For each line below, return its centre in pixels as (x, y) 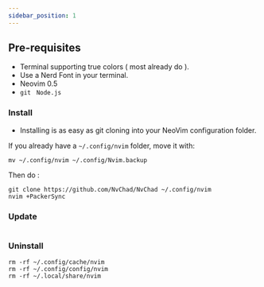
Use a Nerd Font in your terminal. (74, 76)
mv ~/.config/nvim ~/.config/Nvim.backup (78, 160)
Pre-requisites (45, 48)
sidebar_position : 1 (43, 16)
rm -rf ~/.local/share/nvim (55, 276)
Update (23, 216)
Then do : (24, 175)
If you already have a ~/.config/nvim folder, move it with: (101, 145)
